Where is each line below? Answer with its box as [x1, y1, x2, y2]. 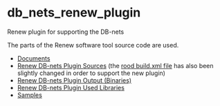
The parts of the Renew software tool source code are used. [7, 41, 179, 49]
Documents [17, 54, 51, 63]
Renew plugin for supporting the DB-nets [7, 28, 125, 36]
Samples [17, 91, 43, 99]
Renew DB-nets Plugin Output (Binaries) [17, 76, 132, 84]
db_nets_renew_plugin [7, 5, 141, 21]
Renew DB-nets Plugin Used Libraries [17, 83, 125, 92]
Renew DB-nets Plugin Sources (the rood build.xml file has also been [17, 61, 214, 70]
